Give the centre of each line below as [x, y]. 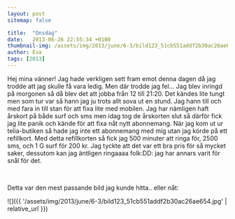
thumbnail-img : [29, 46]
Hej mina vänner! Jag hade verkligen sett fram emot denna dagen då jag [112, 78]
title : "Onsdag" [33, 33]
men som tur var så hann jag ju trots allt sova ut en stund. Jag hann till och [114, 101]
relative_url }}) [28, 209]
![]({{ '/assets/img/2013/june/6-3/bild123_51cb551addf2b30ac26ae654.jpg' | [117, 201]
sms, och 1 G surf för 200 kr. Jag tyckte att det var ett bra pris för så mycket [116, 146]
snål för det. [24, 160]
